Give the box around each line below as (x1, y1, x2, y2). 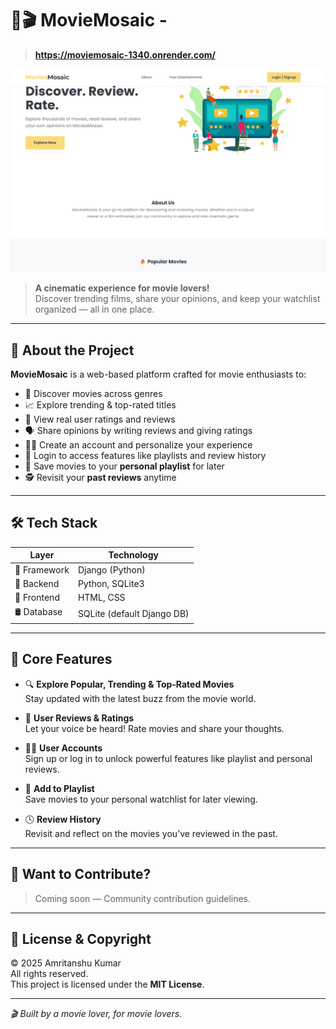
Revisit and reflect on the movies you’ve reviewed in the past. (24, 827, 278, 839)
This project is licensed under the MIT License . (10, 978, 205, 991)
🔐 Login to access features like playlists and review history (24, 450, 267, 462)
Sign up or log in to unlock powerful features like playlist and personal (24, 752, 313, 764)
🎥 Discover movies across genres (24, 388, 163, 400)
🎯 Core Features (10, 651, 113, 668)
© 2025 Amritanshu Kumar (10, 957, 122, 969)
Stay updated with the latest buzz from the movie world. (24, 692, 257, 704)
